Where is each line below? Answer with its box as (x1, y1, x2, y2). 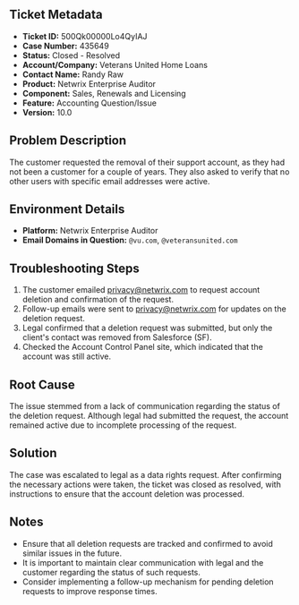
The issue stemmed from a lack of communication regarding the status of (9, 401, 280, 412)
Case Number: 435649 (21, 40, 109, 51)
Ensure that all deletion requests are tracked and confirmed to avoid (21, 538, 273, 549)
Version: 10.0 (21, 107, 73, 117)
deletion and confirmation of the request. (21, 294, 175, 305)
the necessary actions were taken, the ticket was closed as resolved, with (9, 479, 282, 490)
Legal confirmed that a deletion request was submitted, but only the (21, 322, 273, 334)
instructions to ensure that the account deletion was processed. (9, 488, 244, 499)
